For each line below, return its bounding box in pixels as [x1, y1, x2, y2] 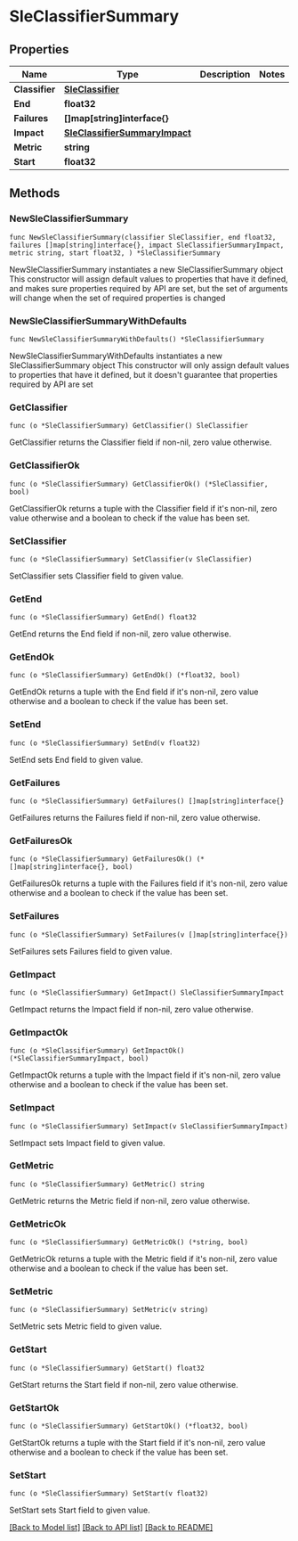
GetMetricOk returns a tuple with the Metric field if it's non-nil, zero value [9, 1254, 278, 1265]
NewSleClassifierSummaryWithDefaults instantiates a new [9, 350, 222, 361]
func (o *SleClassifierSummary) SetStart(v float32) [9, 1489, 209, 1498]
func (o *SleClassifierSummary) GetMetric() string [9, 1179, 205, 1189]
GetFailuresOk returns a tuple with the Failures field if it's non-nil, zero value [9, 878, 288, 889]
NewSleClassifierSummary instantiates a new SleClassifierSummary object [9, 264, 284, 275]
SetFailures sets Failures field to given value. [9, 946, 173, 956]
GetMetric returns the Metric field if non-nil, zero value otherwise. [9, 1195, 251, 1206]
